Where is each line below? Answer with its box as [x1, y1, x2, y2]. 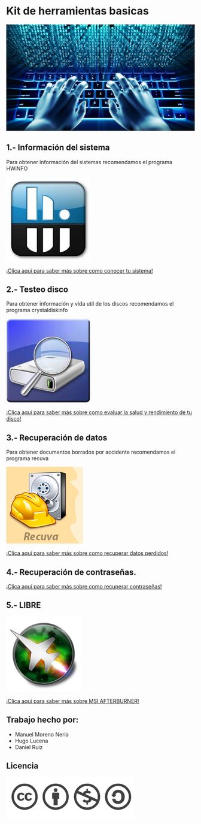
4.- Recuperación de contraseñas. [6, 567, 136, 577]
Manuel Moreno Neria [14, 731, 69, 738]
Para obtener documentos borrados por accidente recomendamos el [6, 448, 176, 456]
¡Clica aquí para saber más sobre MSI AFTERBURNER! [6, 697, 139, 705]
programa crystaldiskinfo [6, 307, 68, 314]
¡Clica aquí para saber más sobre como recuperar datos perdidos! [6, 550, 169, 557]
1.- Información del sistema [6, 143, 110, 153]
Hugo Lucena [14, 737, 48, 744]
